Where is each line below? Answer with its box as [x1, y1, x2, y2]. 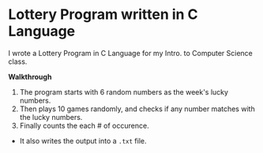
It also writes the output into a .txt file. [19, 136, 148, 145]
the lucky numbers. [19, 112, 83, 121]
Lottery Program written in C [8, 6, 199, 24]
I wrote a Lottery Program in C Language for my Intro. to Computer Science [8, 48, 253, 58]
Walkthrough [8, 72, 52, 81]
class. [8, 57, 28, 66]
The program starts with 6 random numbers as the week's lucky [19, 87, 229, 96]
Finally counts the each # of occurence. [19, 121, 149, 130]
